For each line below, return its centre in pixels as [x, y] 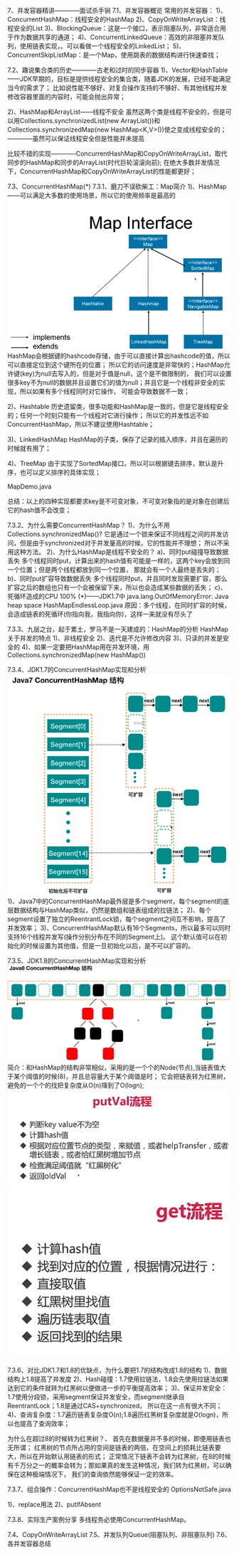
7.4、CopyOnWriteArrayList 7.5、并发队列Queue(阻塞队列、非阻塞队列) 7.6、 [119, 1534]
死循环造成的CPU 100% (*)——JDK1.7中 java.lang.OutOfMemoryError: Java [118, 596]
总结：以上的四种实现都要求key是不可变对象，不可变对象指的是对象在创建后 [118, 501]
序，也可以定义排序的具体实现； [54, 472]
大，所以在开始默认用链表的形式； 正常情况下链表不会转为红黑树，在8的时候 [119, 1456]
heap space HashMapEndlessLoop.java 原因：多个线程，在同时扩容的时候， [119, 605]
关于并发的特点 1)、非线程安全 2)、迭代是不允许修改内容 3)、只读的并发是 [115, 638]
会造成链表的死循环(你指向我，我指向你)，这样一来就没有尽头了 [100, 614]
